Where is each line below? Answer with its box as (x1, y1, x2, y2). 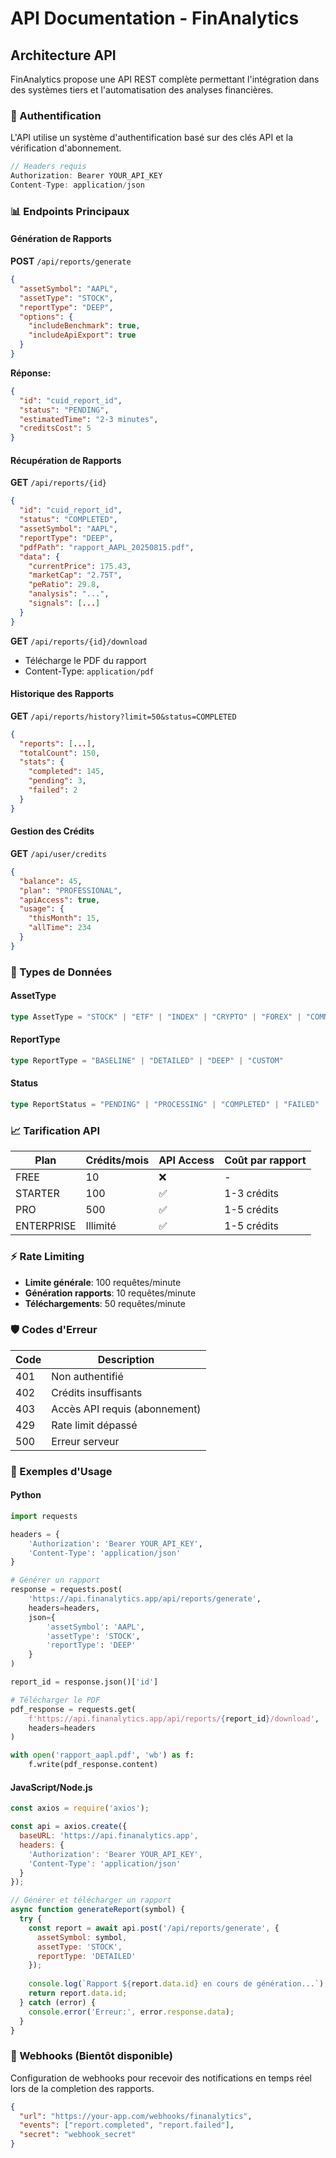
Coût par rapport (224, 1153, 307, 1167)
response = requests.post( (10, 1585, 123, 1595)
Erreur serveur (51, 1434, 120, 1448)
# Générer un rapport (10, 1575, 101, 1586)
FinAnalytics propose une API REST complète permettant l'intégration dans (10, 73, 320, 85)
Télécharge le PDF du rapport (24, 654, 147, 666)
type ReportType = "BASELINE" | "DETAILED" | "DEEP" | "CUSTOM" (10, 1055, 284, 1066)
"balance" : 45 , (19, 876, 83, 886)
